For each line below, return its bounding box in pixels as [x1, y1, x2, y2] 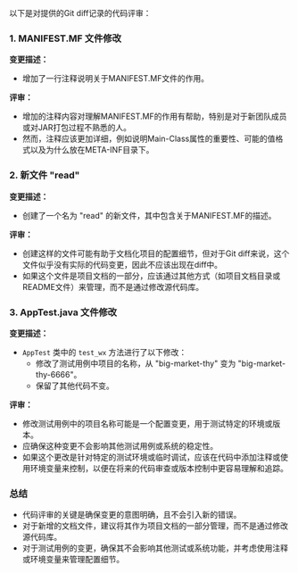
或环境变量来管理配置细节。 [21, 554, 125, 565]
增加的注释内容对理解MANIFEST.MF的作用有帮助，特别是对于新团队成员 [21, 111, 287, 122]
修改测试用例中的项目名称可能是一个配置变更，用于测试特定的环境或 [21, 418, 273, 428]
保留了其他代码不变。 [35, 380, 114, 391]
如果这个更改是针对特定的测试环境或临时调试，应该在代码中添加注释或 [21, 452, 281, 462]
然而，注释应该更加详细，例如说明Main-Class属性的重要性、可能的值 [21, 133, 276, 145]
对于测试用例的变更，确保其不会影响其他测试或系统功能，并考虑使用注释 [21, 543, 288, 553]
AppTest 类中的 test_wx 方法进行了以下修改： [21, 346, 187, 357]
